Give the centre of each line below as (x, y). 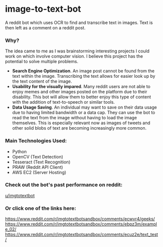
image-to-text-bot (43, 9)
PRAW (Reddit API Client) (37, 167)
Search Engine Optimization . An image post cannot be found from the (83, 71)
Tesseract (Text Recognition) (41, 162)
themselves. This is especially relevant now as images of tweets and (81, 123)
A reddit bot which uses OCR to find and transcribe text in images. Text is (79, 22)
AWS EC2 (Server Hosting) (39, 172)
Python (19, 151)
